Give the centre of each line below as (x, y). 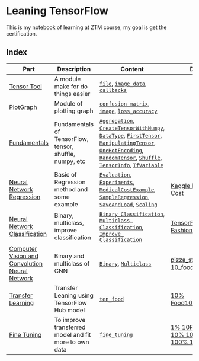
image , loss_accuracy (129, 111)
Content (132, 69)
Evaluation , (116, 174)
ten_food (112, 299)
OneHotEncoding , (122, 150)
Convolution (26, 263)
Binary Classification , (132, 213)
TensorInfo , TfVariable (132, 165)
